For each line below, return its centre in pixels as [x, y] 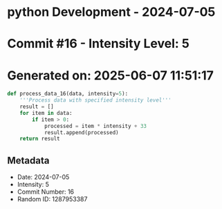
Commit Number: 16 [46, 192]
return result [40, 139]
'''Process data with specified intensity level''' [95, 100]
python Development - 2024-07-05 [111, 12]
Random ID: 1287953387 [52, 199]
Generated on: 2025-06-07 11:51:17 [111, 75]
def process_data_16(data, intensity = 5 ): [68, 94]
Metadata [28, 160]
